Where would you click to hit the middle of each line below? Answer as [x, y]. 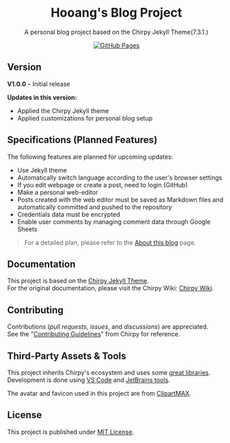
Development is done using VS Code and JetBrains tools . [89, 380]
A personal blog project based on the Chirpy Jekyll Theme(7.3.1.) [116, 32]
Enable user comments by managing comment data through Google [114, 221]
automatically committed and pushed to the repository [95, 207]
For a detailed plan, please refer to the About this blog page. [110, 242]
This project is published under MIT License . [71, 432]
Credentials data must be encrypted [69, 214]
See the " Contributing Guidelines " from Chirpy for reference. [94, 334]
